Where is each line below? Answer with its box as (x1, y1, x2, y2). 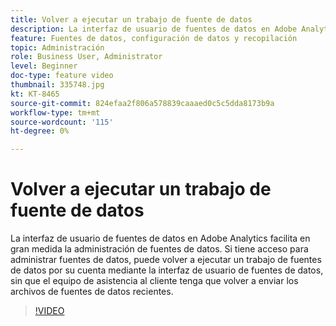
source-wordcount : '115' (10, 117, 114, 127)
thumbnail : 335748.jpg (10, 80, 105, 90)
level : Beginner (10, 61, 78, 71)
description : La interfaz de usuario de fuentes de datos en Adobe (10, 24, 298, 34)
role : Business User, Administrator (10, 52, 163, 62)
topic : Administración (10, 42, 105, 53)
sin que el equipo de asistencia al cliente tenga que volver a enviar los (10, 275, 299, 287)
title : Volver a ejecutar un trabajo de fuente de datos (10, 14, 253, 25)
